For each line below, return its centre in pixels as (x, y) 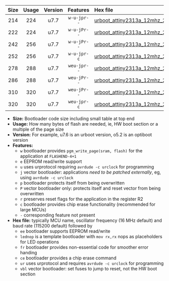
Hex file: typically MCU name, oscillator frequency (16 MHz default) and (87, 220)
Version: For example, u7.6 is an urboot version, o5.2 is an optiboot (82, 135)
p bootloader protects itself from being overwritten (72, 183)
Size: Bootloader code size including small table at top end (73, 119)
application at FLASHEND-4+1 (48, 156)
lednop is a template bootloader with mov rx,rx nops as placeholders (91, 236)
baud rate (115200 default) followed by (52, 226)
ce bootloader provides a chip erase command (68, 258)
